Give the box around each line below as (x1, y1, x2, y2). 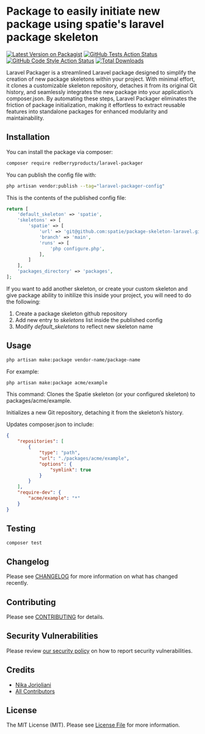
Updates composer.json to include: (6, 420, 95, 428)
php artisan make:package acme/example (6, 380, 108, 386)
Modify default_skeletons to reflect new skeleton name (15, 323, 154, 330)
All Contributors (15, 688, 55, 695)
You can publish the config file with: (6, 171, 96, 178)
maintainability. (6, 114, 45, 122)
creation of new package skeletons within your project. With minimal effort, (6, 75, 195, 83)
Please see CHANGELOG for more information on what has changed (6, 573, 178, 580)
